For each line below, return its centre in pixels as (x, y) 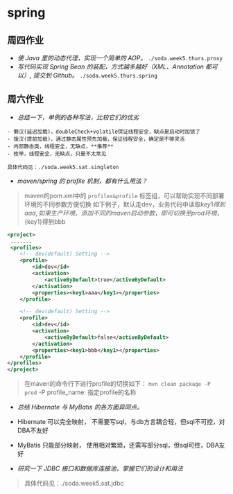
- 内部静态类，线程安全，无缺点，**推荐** (61, 146)
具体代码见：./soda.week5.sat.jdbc (74, 484)
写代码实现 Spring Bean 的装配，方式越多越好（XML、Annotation (111, 67)
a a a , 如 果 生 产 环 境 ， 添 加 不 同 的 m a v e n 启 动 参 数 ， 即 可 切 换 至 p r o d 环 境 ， (123, 213)
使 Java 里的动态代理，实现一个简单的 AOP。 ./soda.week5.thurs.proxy (120, 58)
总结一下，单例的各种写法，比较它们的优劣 (78, 117)
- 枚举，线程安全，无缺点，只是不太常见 (57, 154)
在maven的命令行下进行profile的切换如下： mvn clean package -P (117, 384)
